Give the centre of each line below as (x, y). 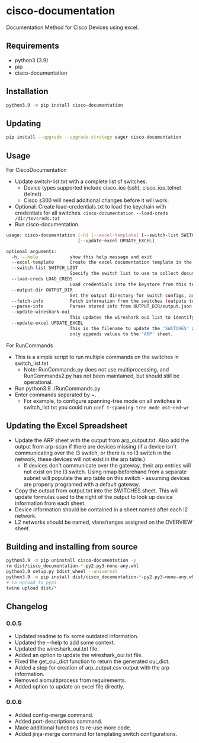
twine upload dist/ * (32, 588)
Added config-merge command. (54, 715)
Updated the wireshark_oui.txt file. (57, 649)
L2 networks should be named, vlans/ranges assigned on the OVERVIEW (103, 522)
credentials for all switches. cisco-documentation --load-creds (92, 213)
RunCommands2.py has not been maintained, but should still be (101, 376)
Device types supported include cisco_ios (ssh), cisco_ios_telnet (102, 187)
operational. (38, 382)
